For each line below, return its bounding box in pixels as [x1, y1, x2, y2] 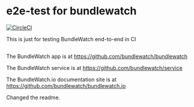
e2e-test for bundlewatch [6, 4, 137, 18]
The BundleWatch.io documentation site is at [6, 76, 117, 83]
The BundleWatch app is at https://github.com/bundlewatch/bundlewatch [6, 53, 188, 60]
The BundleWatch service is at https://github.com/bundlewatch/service [6, 65, 183, 72]
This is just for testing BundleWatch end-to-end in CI [6, 35, 136, 42]
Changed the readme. [6, 94, 61, 101]
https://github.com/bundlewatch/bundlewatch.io [6, 82, 126, 90]
